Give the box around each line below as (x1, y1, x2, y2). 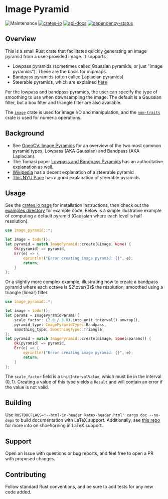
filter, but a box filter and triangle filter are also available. (5, 99, 122, 105)
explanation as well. (12, 164, 54, 170)
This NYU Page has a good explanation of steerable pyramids (12, 174, 140, 180)
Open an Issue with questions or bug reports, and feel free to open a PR (5, 450, 154, 456)
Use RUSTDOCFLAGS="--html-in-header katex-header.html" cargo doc (5, 412, 147, 418)
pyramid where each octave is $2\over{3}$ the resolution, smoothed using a (5, 284, 163, 290)
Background (5, 129, 44, 138)
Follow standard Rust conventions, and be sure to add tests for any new (5, 483, 153, 489)
